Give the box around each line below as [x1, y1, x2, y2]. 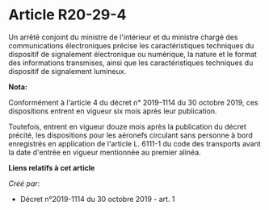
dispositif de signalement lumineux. [8, 66, 127, 76]
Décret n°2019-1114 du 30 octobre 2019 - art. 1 [19, 194, 175, 204]
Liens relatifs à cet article [8, 163, 95, 172]
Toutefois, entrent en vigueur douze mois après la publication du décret [8, 121, 246, 131]
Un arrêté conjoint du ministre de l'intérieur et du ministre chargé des [8, 32, 238, 42]
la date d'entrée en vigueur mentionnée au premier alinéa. [8, 147, 202, 157]
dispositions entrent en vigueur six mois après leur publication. [8, 106, 217, 116]
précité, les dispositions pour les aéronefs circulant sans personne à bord [8, 130, 253, 140]
